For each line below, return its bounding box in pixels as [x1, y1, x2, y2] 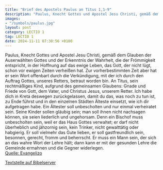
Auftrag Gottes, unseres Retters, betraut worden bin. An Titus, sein [5, 78, 138, 84]
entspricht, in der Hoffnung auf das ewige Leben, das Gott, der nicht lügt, [5, 62, 152, 68]
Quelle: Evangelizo [5, 150, 42, 156]
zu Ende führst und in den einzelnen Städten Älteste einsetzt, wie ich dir [5, 98, 149, 104]
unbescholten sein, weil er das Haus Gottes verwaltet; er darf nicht [5, 119, 139, 125]
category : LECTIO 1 [5, 30, 45, 34]
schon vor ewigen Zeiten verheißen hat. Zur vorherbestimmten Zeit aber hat [5, 68, 157, 73]
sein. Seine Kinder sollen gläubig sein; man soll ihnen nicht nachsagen [5, 109, 146, 115]
